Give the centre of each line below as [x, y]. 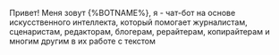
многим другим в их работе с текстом [83, 41]
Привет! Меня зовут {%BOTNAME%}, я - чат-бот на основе [123, 13]
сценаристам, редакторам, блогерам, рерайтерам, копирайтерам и [139, 31]
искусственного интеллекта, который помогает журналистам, [128, 22]
